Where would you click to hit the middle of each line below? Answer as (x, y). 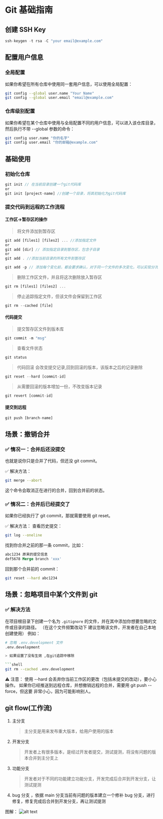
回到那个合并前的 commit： (32, 569)
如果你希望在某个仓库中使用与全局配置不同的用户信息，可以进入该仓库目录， (81, 123)
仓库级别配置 (20, 111)
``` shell (14, 665)
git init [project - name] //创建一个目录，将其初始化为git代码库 (65, 193)
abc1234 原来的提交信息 (26, 554)
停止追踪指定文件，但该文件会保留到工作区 (59, 296)
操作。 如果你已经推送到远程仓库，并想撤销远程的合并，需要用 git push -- (78, 685)
